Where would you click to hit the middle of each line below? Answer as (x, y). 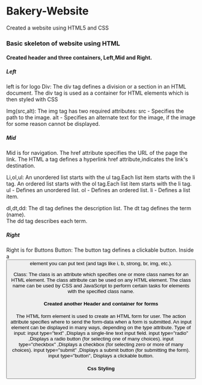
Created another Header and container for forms (101, 304)
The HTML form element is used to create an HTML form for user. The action (101, 317)
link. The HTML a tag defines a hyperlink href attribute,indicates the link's (97, 159)
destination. (21, 166)
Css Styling (101, 368)
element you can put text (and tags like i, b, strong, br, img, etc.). (101, 264)
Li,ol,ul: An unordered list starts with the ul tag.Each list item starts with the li (101, 177)
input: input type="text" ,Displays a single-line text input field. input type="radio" (101, 333)
